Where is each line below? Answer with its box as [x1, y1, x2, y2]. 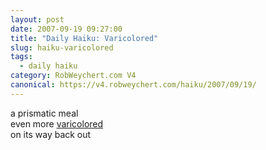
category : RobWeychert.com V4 [10, 71, 137, 81]
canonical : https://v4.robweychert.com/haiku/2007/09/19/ [10, 80, 257, 90]
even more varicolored [10, 117, 104, 130]
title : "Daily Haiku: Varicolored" [10, 33, 159, 43]
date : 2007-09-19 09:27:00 [10, 24, 123, 34]
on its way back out [10, 128, 92, 140]
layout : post [10, 14, 65, 25]
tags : [10, 52, 33, 62]
